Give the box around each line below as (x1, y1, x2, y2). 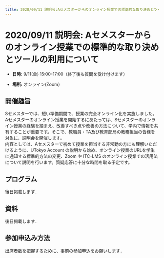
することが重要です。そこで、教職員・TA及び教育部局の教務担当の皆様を (9, 129, 155, 135)
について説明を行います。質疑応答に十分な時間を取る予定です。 (5, 159, 133, 166)
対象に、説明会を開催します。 (5, 135, 65, 141)
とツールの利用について (5, 54, 99, 65)
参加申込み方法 (5, 234, 50, 242)
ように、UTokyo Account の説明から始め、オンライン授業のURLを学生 (13, 147, 155, 153)
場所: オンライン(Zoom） (12, 81, 62, 87)
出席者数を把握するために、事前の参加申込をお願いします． (5, 248, 125, 254)
